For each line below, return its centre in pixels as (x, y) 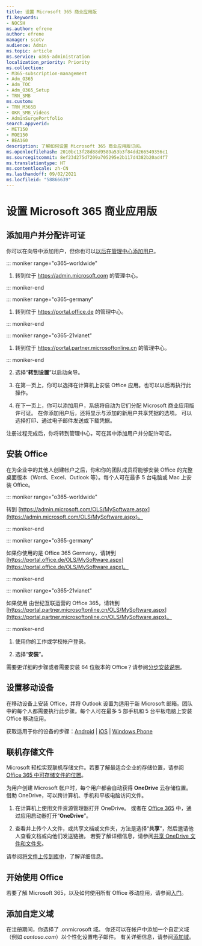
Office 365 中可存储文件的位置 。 (47, 775)
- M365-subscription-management (47, 73)
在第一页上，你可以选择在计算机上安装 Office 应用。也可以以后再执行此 (103, 385)
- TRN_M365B (21, 107)
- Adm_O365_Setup (28, 90)
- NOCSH (16, 23)
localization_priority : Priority (48, 62)
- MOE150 (17, 135)
